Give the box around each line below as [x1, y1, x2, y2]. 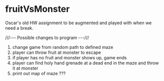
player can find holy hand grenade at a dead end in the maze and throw [12, 60, 159, 66]
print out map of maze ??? [12, 70, 66, 76]
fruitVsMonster [5, 3, 70, 15]
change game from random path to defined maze [12, 44, 113, 50]
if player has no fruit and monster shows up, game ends [12, 54, 127, 60]
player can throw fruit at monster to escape [12, 49, 101, 55]
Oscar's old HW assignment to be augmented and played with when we [5, 20, 152, 26]
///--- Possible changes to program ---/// [5, 35, 89, 40]
